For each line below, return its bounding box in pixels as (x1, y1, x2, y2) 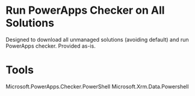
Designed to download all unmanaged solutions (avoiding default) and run (5, 36, 189, 43)
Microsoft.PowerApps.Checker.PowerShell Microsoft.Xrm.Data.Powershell (5, 83, 189, 90)
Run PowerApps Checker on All (5, 4, 165, 17)
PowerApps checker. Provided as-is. (5, 42, 96, 49)
